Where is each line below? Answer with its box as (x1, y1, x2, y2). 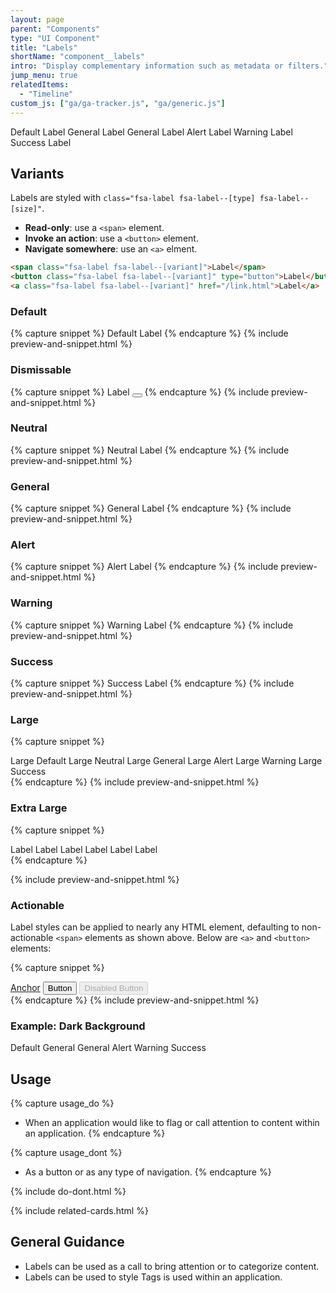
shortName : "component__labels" (10, 52, 145, 62)
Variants (10, 165, 65, 182)
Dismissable (10, 363, 72, 377)
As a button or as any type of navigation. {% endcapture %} (24, 1166, 272, 1178)
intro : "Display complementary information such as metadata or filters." (10, 61, 329, 71)
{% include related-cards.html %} (10, 1205, 149, 1217)
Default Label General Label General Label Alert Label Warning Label (10, 126, 293, 138)
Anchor (10, 981, 41, 993)
